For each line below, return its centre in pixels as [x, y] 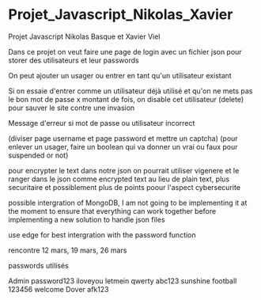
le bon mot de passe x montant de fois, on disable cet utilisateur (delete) [126, 99]
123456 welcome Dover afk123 [59, 289]
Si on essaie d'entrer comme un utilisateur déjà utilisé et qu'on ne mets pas [130, 91]
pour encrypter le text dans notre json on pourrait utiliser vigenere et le [124, 170]
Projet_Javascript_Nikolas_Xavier [121, 15]
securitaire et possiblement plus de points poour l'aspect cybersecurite [125, 187]
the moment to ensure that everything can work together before [112, 211]
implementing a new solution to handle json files [87, 219]
